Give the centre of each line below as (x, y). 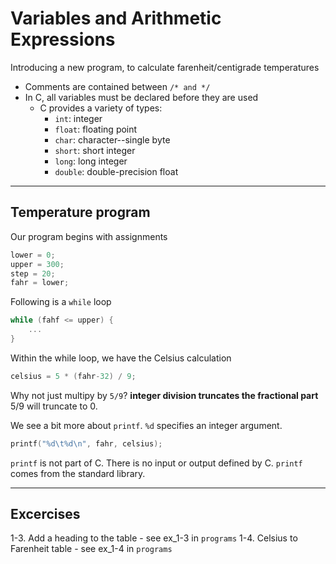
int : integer (78, 118)
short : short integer (95, 150)
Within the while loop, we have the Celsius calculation (121, 358)
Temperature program (80, 212)
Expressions (63, 39)
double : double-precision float (116, 171)
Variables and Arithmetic (116, 18)
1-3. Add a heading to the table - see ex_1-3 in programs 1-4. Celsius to (154, 538)
